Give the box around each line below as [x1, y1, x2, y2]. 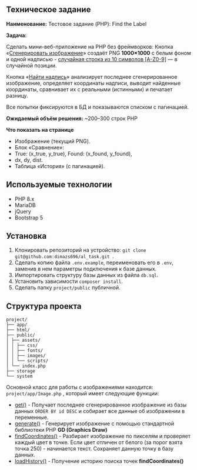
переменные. [14, 414, 49, 421]
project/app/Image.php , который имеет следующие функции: [6, 390, 159, 397]
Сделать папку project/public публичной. [14, 284, 121, 291]
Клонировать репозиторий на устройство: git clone [14, 246, 146, 254]
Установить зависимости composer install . [14, 278, 123, 285]
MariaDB [14, 201, 36, 208]
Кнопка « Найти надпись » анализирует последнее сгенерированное [6, 73, 178, 80]
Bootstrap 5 [14, 214, 44, 221]
